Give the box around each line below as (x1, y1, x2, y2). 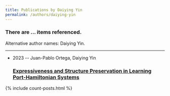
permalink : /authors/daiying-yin (5, 12, 76, 17)
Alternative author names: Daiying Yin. (5, 40, 85, 46)
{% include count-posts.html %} (5, 85, 72, 91)
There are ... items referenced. (5, 29, 82, 36)
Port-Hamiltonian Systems (12, 74, 79, 81)
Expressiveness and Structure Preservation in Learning (12, 67, 152, 74)
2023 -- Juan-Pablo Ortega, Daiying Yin (12, 55, 96, 61)
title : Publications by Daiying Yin (5, 7, 82, 13)
